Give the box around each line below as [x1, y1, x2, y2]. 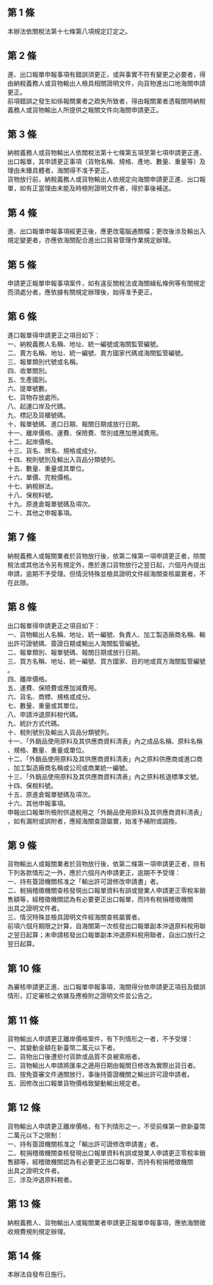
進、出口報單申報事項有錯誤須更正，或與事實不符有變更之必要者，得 [7, 70, 206, 78]
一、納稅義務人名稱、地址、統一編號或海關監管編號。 [7, 340, 163, 348]
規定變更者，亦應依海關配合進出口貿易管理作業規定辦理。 [7, 236, 175, 244]
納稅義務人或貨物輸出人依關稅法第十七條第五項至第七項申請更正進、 [7, 149, 206, 157]
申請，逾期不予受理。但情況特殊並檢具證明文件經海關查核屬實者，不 [7, 569, 206, 578]
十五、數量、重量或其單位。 [7, 464, 88, 473]
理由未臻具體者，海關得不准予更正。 [7, 166, 113, 175]
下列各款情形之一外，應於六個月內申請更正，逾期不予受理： [7, 869, 181, 877]
